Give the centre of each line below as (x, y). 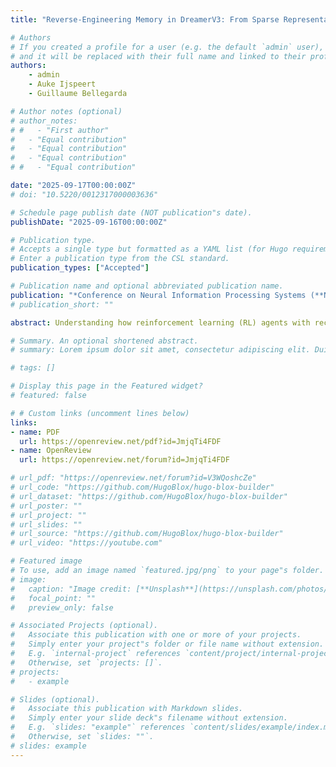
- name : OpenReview (51, 451)
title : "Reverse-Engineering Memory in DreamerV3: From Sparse (145, 19)
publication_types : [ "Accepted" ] (80, 268)
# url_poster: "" (46, 506)
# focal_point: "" (53, 598)
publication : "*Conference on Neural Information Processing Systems (158, 295)
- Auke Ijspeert (62, 84)
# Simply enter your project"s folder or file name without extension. (167, 644)
